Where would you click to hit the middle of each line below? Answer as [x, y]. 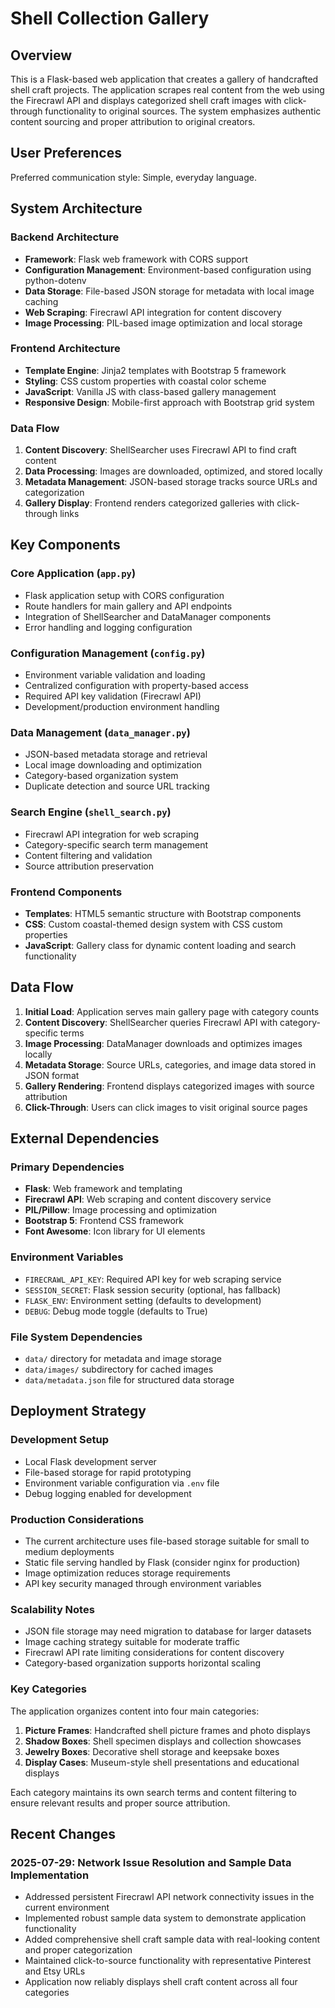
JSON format [52, 1075]
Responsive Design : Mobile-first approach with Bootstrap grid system [169, 402]
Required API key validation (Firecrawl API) [113, 696]
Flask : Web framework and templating [103, 1189]
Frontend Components [66, 892]
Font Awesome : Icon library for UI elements [115, 1231]
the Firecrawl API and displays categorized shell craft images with [146, 100]
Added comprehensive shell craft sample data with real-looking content [172, 1939]
